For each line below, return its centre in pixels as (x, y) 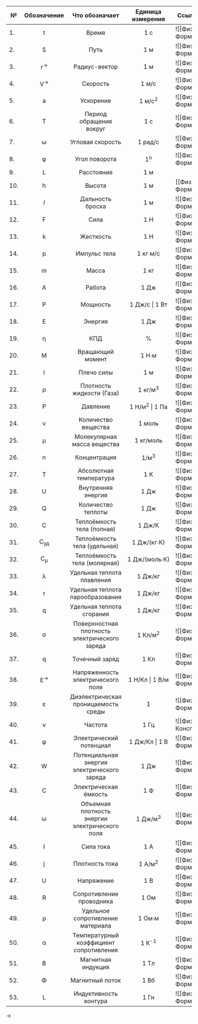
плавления (96, 580)
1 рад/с (148, 142)
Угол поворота (95, 159)
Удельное (96, 911)
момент (96, 359)
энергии (96, 819)
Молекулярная (96, 437)
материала (96, 926)
